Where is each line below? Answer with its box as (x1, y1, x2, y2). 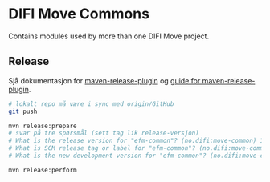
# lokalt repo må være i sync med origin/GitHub (8, 99, 174, 108)
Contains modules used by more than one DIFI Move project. (8, 31, 210, 41)
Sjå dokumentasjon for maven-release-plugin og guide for (8, 75, 201, 85)
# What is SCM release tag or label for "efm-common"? (8, 144, 196, 152)
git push (8, 107, 38, 115)
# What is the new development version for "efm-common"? (8, 152, 207, 160)
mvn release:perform (8, 166, 78, 174)
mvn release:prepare (8, 122, 78, 130)
